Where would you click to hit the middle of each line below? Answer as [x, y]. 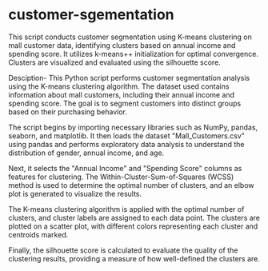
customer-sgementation [91, 15]
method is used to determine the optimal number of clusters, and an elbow [131, 185]
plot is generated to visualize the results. [75, 193]
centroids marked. [38, 234]
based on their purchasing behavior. [68, 112]
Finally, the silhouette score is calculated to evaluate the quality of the [123, 250]
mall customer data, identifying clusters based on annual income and [122, 45]
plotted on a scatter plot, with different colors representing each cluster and [133, 226]
